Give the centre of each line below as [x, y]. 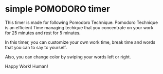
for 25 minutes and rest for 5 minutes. [43, 33]
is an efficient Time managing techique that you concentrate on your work [79, 27]
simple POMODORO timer [58, 9]
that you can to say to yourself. [36, 47]
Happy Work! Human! [27, 66]
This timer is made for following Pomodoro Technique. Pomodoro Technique [81, 22]
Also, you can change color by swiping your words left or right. [68, 56]
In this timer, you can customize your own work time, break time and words [80, 42]
